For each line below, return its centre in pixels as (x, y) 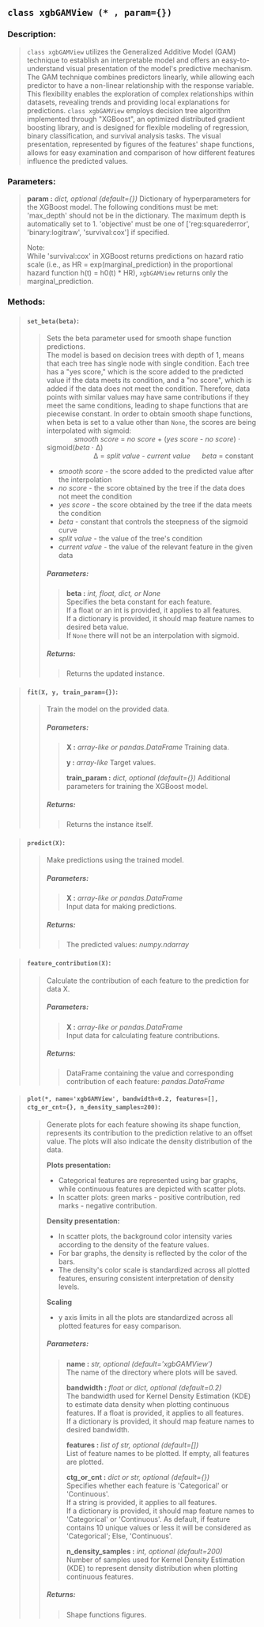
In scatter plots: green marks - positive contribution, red (149, 1197)
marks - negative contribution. (107, 1205)
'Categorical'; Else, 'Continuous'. (119, 1536)
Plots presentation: (79, 1165)
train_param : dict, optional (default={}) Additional (148, 778)
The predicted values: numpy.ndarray (128, 945)
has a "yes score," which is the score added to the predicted (145, 372)
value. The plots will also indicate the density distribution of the (149, 1141)
